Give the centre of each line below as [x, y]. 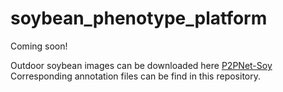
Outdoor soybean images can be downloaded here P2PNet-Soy [141, 65]
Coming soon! [39, 46]
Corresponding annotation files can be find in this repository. [135, 76]
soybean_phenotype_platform [139, 18]
